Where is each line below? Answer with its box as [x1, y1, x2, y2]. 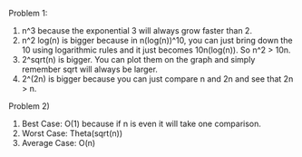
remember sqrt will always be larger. [21, 64, 158, 74]
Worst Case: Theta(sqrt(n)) [21, 128, 123, 139]
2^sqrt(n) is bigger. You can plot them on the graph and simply [21, 54, 256, 64]
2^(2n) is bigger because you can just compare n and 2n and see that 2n [21, 74, 294, 84]
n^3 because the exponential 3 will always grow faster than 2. [21, 25, 253, 35]
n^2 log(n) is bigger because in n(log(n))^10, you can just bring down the [21, 35, 293, 45]
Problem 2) [8, 101, 51, 112]
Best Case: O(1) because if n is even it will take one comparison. [21, 118, 262, 129]
